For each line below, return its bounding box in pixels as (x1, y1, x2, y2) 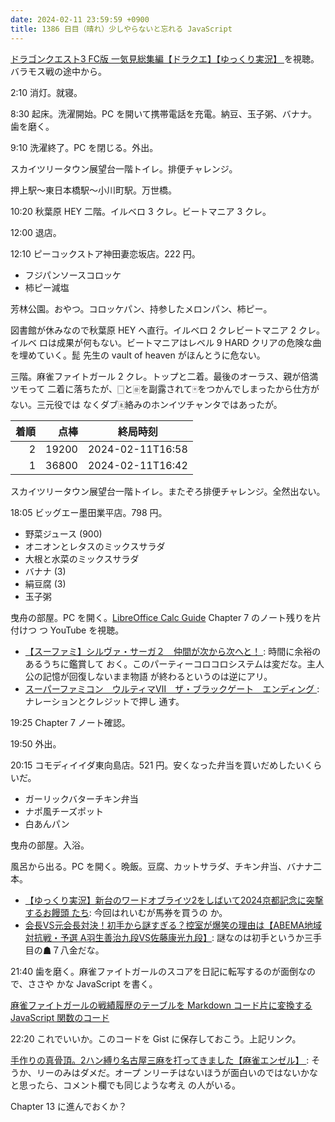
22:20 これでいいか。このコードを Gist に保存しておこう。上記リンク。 (10, 1032, 302, 1045)
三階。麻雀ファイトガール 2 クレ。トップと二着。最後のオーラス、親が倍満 (10, 370, 319, 382)
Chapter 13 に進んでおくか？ (10, 1100, 128, 1112)
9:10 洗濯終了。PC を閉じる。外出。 (10, 141, 159, 153)
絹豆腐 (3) (24, 577, 67, 590)
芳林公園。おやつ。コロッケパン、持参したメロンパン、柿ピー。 (10, 302, 273, 315)
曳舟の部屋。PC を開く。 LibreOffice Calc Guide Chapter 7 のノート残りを (10, 611, 313, 623)
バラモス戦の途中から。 (10, 65, 107, 77)
